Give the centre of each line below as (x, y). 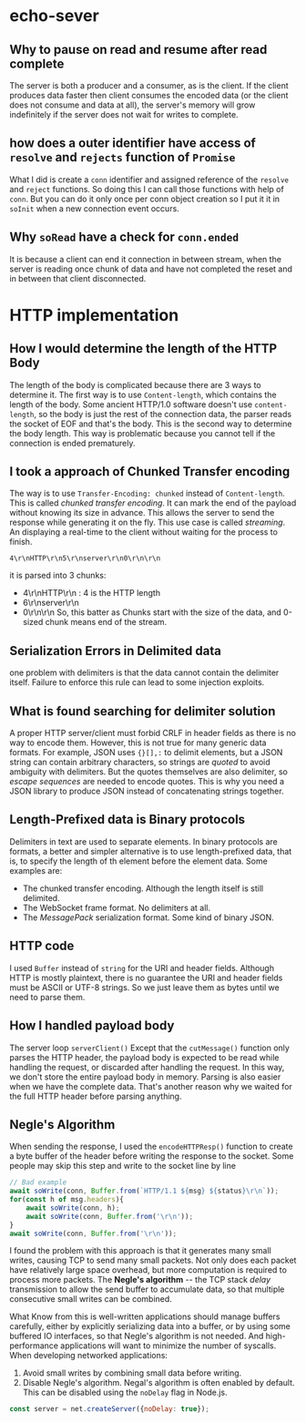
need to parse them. (47, 997)
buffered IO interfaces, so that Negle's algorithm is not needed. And (137, 1336)
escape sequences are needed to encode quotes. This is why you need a (147, 782)
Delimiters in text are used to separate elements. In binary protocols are (143, 841)
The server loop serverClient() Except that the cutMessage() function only (149, 1048)
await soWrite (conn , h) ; (73, 1208)
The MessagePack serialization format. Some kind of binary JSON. (148, 917)
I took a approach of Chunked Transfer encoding (150, 471)
